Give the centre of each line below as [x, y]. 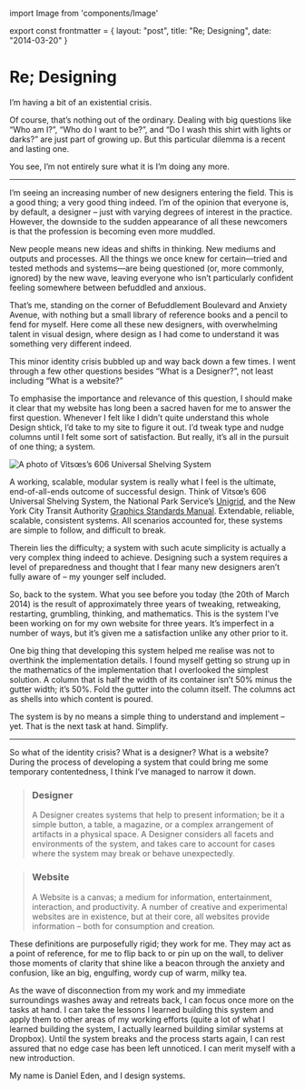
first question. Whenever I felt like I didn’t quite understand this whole [139, 417]
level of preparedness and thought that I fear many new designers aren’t [144, 566]
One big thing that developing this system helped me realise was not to [142, 650]
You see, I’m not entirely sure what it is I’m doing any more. [119, 166]
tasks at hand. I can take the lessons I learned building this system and [142, 1009]
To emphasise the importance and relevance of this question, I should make [151, 398]
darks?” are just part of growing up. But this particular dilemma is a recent [148, 139]
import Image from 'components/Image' [84, 13]
